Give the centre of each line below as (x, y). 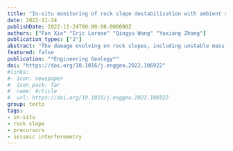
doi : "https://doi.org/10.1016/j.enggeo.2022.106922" (87, 65)
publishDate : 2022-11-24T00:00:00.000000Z (69, 26)
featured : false (31, 53)
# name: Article (32, 91)
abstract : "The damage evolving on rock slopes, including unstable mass (116, 46)
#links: (18, 72)
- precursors (26, 130)
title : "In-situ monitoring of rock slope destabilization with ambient (114, 14)
